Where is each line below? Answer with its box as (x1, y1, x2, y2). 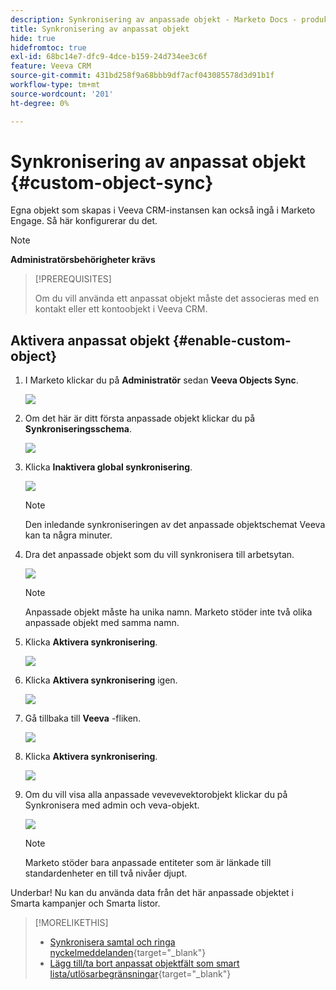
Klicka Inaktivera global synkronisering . (24, 461, 193, 473)
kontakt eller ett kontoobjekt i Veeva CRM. (34, 303, 208, 315)
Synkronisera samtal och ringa (49, 936, 176, 948)
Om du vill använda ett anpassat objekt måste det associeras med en (34, 292, 320, 305)
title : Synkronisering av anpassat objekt (10, 24, 190, 34)
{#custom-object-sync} (10, 171, 214, 194)
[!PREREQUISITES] (34, 273, 112, 285)
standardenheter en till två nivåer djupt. (24, 867, 188, 880)
